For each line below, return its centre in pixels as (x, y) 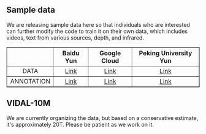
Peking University (166, 53)
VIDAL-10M (29, 103)
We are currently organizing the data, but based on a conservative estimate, (102, 118)
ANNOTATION (30, 81)
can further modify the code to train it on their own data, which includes (97, 31)
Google (110, 53)
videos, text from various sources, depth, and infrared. (75, 37)
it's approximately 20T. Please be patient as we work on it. (80, 124)
